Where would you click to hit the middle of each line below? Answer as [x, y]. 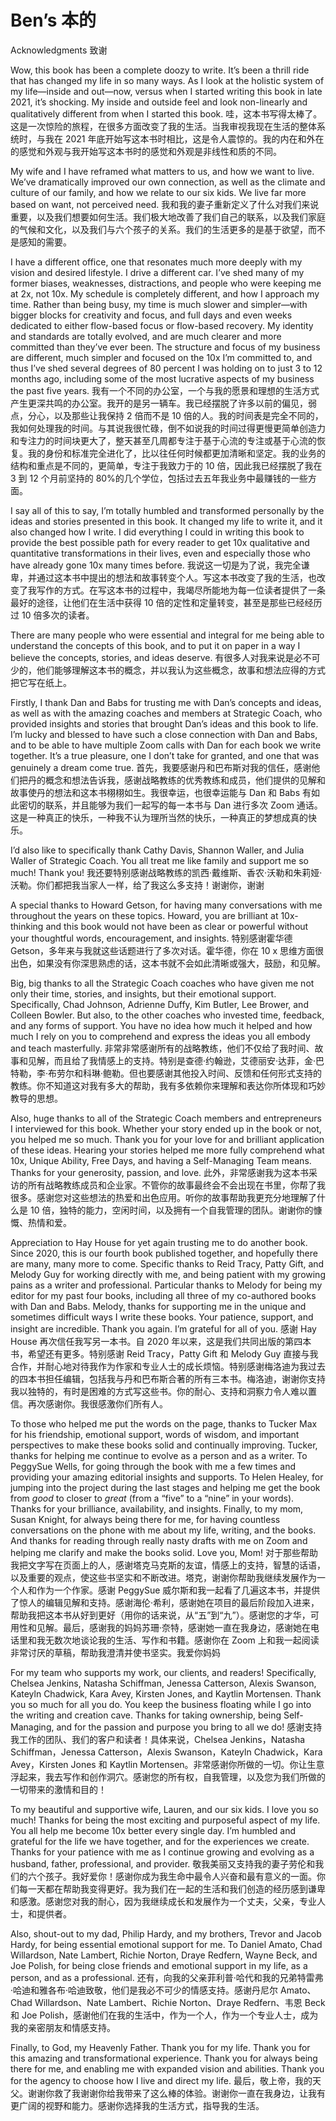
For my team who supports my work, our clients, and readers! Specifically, [163, 1672]
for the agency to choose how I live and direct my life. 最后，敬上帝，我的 [161, 2080]
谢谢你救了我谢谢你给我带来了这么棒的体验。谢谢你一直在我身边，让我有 [176, 2093]
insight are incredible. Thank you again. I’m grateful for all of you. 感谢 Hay [163, 1328]
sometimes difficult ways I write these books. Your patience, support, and [162, 1317]
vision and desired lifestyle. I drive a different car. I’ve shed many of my [157, 272]
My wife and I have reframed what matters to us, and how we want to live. [162, 171]
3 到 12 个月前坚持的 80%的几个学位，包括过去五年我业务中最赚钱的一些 [159, 478]
